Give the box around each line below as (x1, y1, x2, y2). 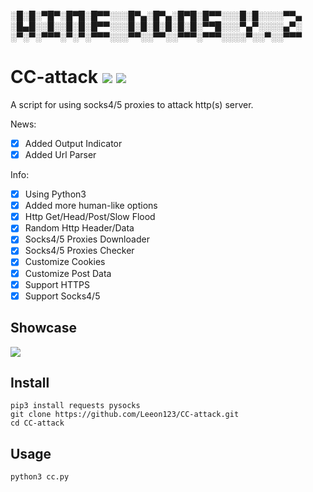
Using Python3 (24, 188, 87, 200)
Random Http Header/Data (24, 222, 135, 234)
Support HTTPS (24, 278, 90, 290)
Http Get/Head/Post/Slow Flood (24, 211, 156, 223)
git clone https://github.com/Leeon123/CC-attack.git (10, 410, 240, 420)
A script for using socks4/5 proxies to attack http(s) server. (10, 98, 254, 110)
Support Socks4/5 (24, 290, 101, 302)
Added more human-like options (24, 200, 158, 212)
